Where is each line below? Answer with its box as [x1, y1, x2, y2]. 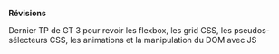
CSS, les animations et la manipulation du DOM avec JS [49, 35, 257, 45]
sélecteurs [8, 35, 48, 45]
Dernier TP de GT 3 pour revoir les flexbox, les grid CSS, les [8, 25, 233, 35]
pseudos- [233, 25, 271, 35]
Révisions [8, 8, 47, 18]
